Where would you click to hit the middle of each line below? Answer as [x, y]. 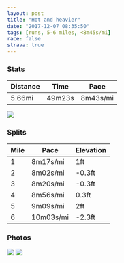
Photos [19, 238]
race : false [24, 39]
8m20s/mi [48, 184]
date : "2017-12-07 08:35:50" [48, 26]
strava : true [26, 45]
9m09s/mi [48, 206]
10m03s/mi [50, 217]
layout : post [26, 13]
